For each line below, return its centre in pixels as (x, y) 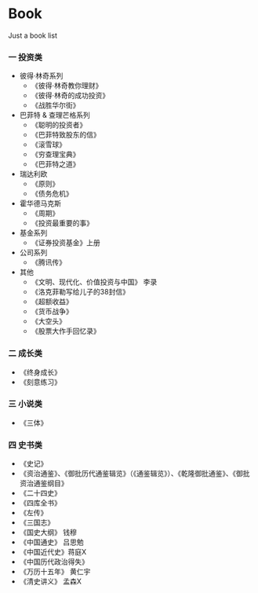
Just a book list (33, 35)
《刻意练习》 (40, 382)
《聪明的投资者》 (59, 125)
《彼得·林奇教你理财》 (67, 86)
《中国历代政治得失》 (54, 562)
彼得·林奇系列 (41, 76)
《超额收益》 (52, 302)
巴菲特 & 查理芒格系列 (55, 115)
